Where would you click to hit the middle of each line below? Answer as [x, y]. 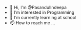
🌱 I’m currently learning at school [43, 17]
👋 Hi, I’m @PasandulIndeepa [38, 7]
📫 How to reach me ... [32, 23]
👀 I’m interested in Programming [42, 12]
